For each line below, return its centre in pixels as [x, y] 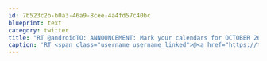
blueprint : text [35, 23]
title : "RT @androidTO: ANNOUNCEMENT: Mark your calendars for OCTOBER [129, 38]
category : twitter [39, 30]
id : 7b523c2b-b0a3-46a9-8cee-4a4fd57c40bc [79, 15]
